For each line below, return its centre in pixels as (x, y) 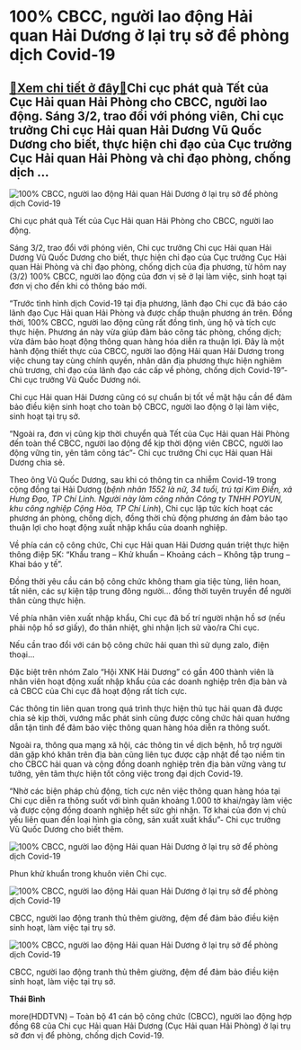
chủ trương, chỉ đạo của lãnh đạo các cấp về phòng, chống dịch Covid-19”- (149, 370)
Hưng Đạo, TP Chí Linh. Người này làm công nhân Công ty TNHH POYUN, (146, 499)
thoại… (22, 654)
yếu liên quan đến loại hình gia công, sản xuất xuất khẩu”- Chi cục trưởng (145, 819)
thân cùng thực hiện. (48, 601)
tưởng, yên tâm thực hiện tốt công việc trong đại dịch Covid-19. (126, 774)
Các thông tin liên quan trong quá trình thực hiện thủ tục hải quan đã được (146, 708)
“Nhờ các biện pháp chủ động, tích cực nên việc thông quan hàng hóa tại (145, 791)
